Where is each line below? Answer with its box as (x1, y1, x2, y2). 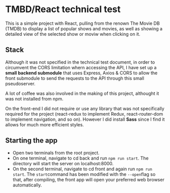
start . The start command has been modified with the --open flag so (12, 171, 156, 177)
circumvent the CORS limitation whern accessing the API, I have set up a (5, 64, 157, 70)
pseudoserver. (5, 80, 36, 86)
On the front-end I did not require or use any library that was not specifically (5, 105, 165, 112)
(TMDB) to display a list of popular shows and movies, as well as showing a (5, 25, 163, 31)
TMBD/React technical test (5, 4, 121, 15)
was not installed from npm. (5, 95, 63, 102)
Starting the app (5, 136, 58, 145)
